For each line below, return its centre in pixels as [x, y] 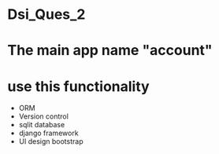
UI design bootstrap [51, 141]
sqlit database [42, 125]
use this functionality [79, 86]
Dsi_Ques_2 [46, 15]
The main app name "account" [110, 51]
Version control [43, 116]
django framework [49, 133]
